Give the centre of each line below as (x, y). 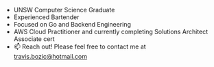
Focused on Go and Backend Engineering (72, 24)
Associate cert (34, 39)
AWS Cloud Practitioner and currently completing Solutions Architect (111, 31)
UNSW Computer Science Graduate (64, 10)
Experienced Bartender (46, 17)
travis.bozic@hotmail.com (50, 56)
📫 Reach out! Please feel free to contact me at (80, 46)
